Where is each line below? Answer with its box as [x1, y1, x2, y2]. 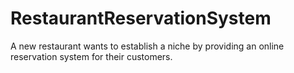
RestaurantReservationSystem [10, 7, 272, 30]
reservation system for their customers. [10, 50, 173, 62]
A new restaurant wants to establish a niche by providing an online [10, 40, 285, 52]
